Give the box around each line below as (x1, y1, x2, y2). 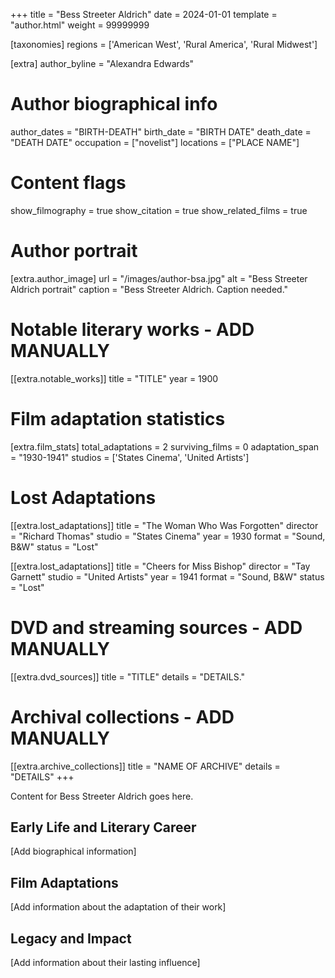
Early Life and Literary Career (10, 819, 197, 836)
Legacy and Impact (10, 930, 132, 947)
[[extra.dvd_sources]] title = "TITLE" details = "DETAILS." (10, 670, 246, 683)
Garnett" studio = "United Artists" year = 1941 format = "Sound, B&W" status (10, 570, 325, 583)
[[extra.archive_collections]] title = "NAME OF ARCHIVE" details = (10, 760, 281, 772)
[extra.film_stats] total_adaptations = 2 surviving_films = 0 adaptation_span (10, 440, 320, 453)
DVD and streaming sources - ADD (10, 616, 303, 639)
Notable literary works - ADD (10, 319, 255, 341)
